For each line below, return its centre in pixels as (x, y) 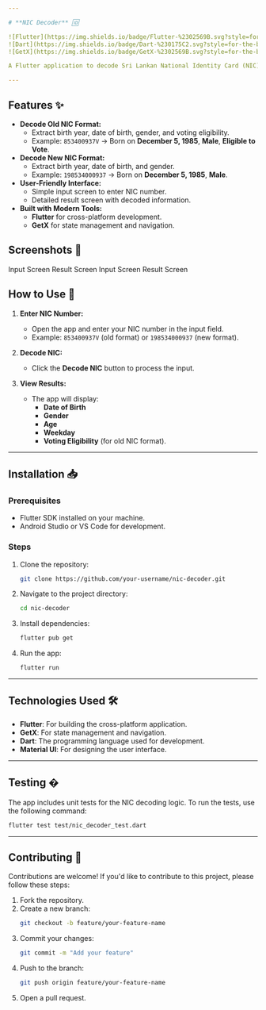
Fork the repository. (52, 901)
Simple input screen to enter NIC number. (99, 191)
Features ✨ (36, 105)
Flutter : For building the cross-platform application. (103, 724)
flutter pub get (46, 638)
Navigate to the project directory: (74, 594)
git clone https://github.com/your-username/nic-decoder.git (123, 579)
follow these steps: (39, 885)
